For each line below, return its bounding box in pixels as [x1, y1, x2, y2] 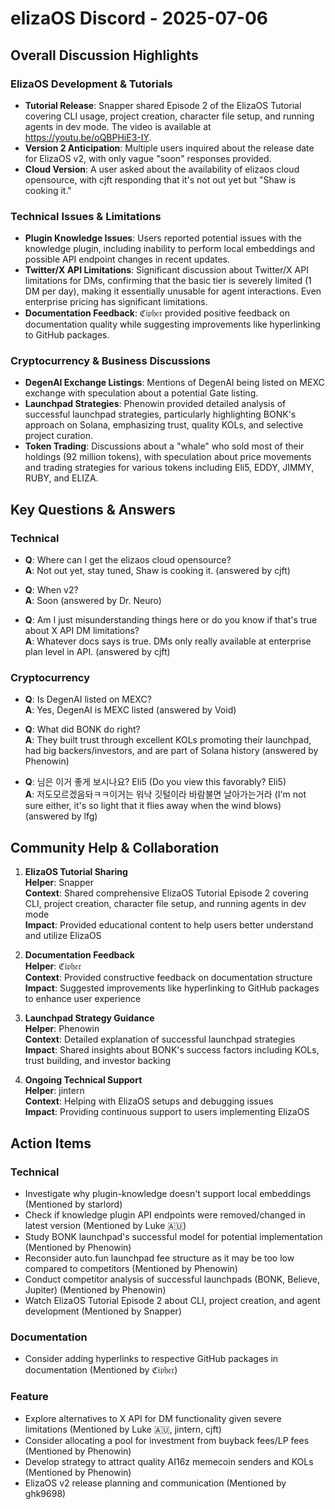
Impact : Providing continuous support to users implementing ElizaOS [24, 1106, 310, 1118]
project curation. [24, 430, 93, 442]
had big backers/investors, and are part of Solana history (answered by [24, 745, 319, 757]
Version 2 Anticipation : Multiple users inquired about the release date [24, 142, 315, 154]
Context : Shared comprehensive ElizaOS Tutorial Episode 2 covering [24, 887, 309, 899]
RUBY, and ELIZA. [24, 472, 99, 484]
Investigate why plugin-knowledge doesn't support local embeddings [24, 1187, 312, 1199]
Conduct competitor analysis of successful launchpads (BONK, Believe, [24, 1273, 321, 1285]
